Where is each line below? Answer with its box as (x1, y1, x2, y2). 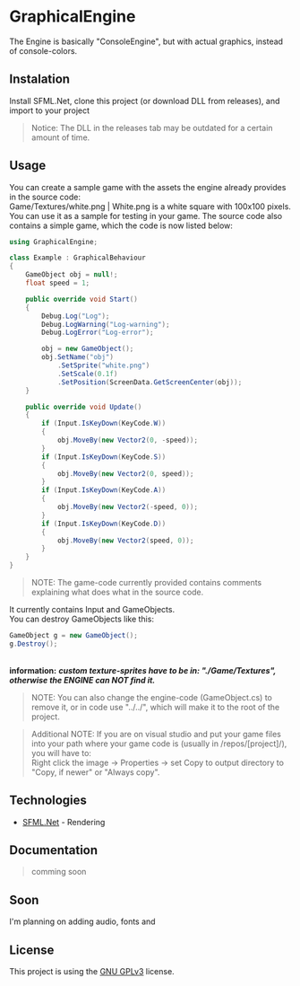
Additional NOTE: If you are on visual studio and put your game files (30, 728, 282, 739)
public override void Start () (25, 295, 139, 304)
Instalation (9, 72, 70, 87)
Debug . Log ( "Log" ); (41, 312, 110, 321)
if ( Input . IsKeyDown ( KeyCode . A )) (41, 486, 167, 495)
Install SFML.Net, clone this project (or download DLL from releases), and (9, 95, 280, 106)
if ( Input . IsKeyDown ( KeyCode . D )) (41, 519, 167, 528)
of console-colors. (9, 45, 78, 56)
